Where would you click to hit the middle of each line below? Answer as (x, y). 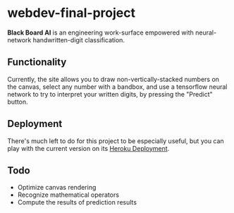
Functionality (37, 62)
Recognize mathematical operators (68, 195)
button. (18, 102)
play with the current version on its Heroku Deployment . (88, 148)
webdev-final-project (72, 13)
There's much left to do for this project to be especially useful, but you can (116, 141)
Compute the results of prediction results (77, 202)
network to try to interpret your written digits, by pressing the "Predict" (110, 94)
